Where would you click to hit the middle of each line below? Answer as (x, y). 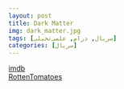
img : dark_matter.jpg (45, 30)
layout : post (30, 16)
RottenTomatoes (35, 77)
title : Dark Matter (41, 23)
